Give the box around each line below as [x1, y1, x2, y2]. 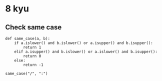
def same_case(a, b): [5, 36, 50, 41]
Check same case [5, 23, 62, 31]
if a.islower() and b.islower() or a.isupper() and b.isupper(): [14, 40, 153, 45]
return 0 [23, 53, 41, 58]
